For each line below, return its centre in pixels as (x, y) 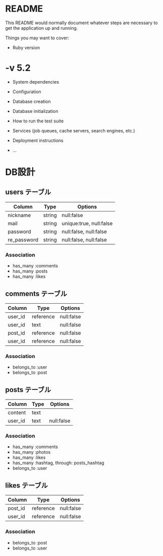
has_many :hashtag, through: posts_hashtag (58, 463)
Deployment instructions (38, 140)
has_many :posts (30, 271)
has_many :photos (31, 452)
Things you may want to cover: (37, 38)
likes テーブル (27, 485)
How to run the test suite (38, 121)
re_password (23, 240)
